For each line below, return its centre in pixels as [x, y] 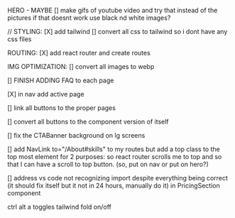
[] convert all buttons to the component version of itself [88, 121]
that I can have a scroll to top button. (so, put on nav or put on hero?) [108, 164]
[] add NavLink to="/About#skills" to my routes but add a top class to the [114, 149]
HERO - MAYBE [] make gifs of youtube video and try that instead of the [113, 10]
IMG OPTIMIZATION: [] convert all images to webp [81, 66]
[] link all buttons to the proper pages [61, 108]
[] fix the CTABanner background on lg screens [76, 135]
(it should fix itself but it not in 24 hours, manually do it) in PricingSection [114, 185]
